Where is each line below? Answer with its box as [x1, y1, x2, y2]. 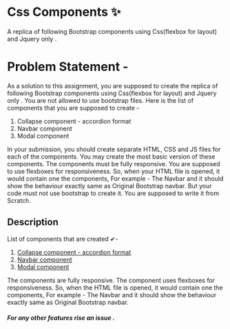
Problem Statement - [7, 59, 129, 74]
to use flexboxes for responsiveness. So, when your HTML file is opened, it [7, 167, 220, 175]
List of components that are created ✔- [7, 235, 118, 243]
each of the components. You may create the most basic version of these [7, 152, 216, 161]
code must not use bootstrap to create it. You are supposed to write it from [7, 189, 220, 197]
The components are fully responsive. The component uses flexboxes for [7, 276, 216, 284]
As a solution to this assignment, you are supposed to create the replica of [7, 81, 218, 90]
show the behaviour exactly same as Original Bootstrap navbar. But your [7, 181, 212, 190]
